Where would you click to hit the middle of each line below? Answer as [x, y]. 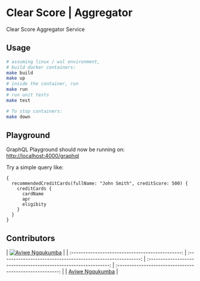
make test [19, 100]
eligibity [34, 204]
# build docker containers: [41, 67]
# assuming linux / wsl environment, [53, 62]
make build [20, 73]
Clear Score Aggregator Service [46, 29]
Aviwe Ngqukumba [92, 271]
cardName [33, 194]
